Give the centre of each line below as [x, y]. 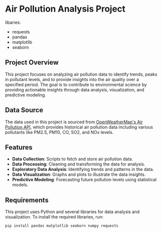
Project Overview [32, 62]
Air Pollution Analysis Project [65, 9]
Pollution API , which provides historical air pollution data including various [79, 127]
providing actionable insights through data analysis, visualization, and [75, 90]
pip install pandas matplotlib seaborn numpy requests [62, 226]
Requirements [27, 200]
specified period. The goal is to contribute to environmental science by [76, 84]
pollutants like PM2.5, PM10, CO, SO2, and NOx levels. [59, 132]
